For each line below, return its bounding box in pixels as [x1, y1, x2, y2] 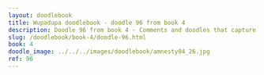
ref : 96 [8, 55, 34, 63]
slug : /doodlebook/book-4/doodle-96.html [8, 33, 147, 41]
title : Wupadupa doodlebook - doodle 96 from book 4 [8, 19, 186, 27]
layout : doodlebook [8, 11, 73, 20]
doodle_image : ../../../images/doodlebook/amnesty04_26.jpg [8, 48, 211, 55]
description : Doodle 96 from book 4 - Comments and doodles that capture [8, 26, 257, 34]
